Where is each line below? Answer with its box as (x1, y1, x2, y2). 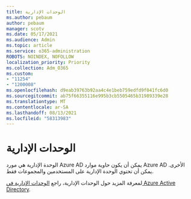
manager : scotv (6, 25, 45, 32)
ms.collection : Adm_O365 (6, 65, 69, 71)
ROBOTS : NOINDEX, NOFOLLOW (6, 54, 74, 60)
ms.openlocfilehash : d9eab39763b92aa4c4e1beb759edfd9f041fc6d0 (6, 87, 169, 93)
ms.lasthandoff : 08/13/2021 (6, 110, 77, 116)
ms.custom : (6, 71, 34, 77)
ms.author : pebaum (6, 14, 52, 21)
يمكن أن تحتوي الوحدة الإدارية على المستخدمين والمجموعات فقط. (6, 168, 154, 175)
